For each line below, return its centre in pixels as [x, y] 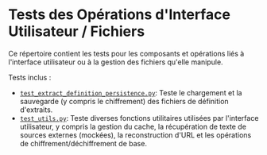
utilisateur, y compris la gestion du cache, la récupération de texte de [133, 126]
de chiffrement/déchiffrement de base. [83, 143]
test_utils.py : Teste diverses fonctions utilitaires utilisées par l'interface [139, 118]
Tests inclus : [30, 77]
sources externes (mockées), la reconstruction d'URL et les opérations [135, 135]
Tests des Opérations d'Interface [119, 15]
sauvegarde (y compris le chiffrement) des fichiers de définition [124, 101]
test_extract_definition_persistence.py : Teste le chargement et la [131, 92]
